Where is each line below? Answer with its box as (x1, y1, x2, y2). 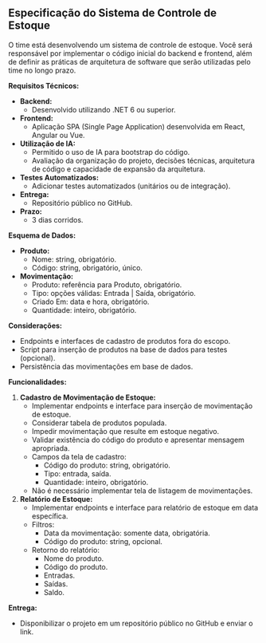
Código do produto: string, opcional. (43, 536, 163, 546)
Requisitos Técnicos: (8, 81, 80, 90)
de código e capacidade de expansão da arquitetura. (31, 164, 205, 174)
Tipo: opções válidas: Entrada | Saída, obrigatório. (31, 288, 197, 298)
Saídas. (43, 578, 68, 589)
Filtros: (31, 519, 55, 529)
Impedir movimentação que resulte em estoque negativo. (31, 426, 220, 436)
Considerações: (8, 321, 62, 330)
